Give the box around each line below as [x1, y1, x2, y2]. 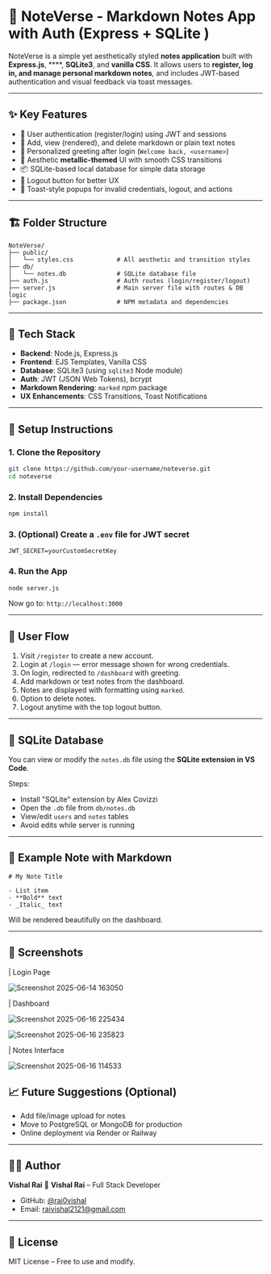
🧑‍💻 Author [8, 1159, 61, 1172]
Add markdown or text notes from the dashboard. [19, 677, 186, 686]
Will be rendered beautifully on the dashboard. [8, 914, 163, 924]
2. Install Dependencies [8, 491, 103, 502]
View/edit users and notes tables [19, 812, 129, 822]
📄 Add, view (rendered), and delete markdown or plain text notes [19, 137, 236, 148]
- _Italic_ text [8, 901, 63, 909]
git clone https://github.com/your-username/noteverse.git [8, 465, 211, 473]
